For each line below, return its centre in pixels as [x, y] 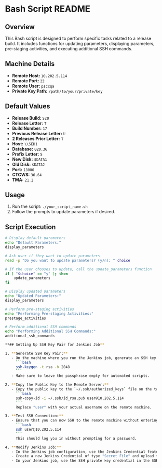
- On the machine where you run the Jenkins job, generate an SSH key [84, 358]
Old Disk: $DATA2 [28, 164]
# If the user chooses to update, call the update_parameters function [78, 269]
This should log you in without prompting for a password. [76, 438]
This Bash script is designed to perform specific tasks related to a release [78, 38]
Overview [20, 27]
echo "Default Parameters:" [33, 243]
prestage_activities [26, 318]
